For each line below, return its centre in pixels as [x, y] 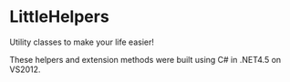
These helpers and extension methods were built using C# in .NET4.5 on [145, 59]
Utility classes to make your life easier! [82, 42]
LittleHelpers [59, 17]
